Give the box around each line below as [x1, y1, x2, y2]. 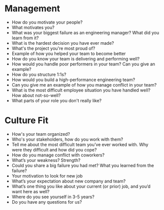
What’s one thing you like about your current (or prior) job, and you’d [11, 183, 151, 189]
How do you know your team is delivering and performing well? [11, 56, 140, 61]
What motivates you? [11, 24, 55, 30]
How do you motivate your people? [11, 19, 83, 25]
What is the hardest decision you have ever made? [11, 40, 114, 46]
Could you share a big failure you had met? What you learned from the [11, 162, 154, 168]
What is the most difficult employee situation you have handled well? [11, 87, 151, 93]
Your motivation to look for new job [11, 173, 83, 179]
